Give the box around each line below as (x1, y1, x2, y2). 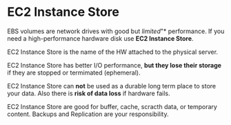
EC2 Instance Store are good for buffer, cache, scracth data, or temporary (7, 102, 217, 110)
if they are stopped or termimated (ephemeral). (7, 68, 141, 77)
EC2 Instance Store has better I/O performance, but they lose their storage (7, 61, 222, 69)
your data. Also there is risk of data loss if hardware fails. (7, 89, 170, 97)
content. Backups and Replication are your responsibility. (7, 110, 169, 118)
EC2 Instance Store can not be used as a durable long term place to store (7, 81, 217, 90)
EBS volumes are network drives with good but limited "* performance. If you (7, 27, 225, 35)
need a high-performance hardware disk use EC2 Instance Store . (7, 34, 194, 42)
